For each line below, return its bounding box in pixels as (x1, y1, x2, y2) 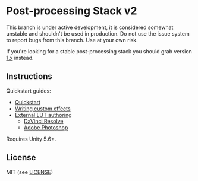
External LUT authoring (14, 111, 73, 118)
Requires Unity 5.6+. (6, 135, 56, 142)
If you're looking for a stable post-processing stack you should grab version (6, 47, 192, 55)
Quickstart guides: (6, 87, 52, 94)
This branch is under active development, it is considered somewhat (6, 24, 174, 31)
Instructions (6, 71, 52, 81)
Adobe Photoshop (23, 123, 68, 131)
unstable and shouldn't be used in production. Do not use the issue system (6, 30, 190, 37)
